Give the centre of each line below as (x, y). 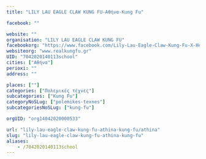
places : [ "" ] (23, 85)
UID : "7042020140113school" (42, 57)
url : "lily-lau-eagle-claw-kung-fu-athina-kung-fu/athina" (83, 130)
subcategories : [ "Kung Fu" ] (42, 96)
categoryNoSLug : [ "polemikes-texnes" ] (56, 102)
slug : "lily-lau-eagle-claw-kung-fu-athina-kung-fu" (75, 135)
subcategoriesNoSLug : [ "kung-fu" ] (51, 108)
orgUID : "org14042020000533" (44, 119)
